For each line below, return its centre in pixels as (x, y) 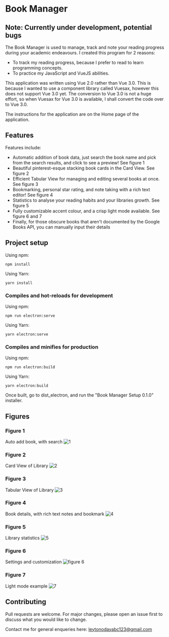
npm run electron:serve (30, 316)
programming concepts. (38, 68)
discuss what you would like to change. (46, 619)
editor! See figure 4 (33, 195)
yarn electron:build (27, 386)
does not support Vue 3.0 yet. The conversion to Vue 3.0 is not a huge (78, 94)
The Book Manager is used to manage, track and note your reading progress (85, 47)
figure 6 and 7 (27, 216)
